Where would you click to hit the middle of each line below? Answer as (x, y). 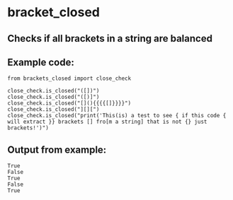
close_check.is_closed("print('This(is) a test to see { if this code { (117, 116)
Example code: (41, 62)
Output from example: (57, 149)
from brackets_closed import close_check (69, 78)
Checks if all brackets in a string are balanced (110, 39)
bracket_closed (54, 12)
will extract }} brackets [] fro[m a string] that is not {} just (107, 122)
